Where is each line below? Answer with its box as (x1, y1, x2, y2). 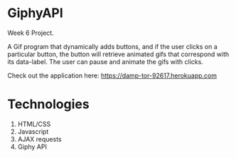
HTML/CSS (17, 120, 51, 128)
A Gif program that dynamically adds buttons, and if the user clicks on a (7, 42, 218, 51)
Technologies (7, 96, 90, 112)
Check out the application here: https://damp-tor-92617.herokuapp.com (7, 71, 217, 80)
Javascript (17, 127, 49, 136)
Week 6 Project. (7, 28, 55, 37)
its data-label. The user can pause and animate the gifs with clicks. (7, 57, 204, 65)
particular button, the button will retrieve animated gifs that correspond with (7, 50, 230, 58)
